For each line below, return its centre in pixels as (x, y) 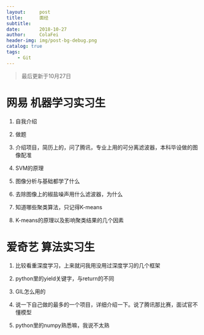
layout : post (28, 12)
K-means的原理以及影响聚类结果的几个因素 (70, 220)
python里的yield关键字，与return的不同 (65, 278)
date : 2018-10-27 (37, 29)
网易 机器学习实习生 (56, 103)
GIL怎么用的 (30, 291)
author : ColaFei (33, 35)
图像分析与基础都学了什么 (47, 181)
